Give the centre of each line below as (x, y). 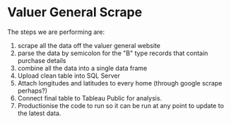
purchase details (42, 60)
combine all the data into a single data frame (82, 68)
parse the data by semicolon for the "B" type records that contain (113, 53)
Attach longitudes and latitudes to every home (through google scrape (120, 83)
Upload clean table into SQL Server (69, 76)
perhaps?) (32, 90)
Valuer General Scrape (75, 12)
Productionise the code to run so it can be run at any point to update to (121, 105)
